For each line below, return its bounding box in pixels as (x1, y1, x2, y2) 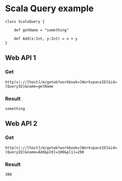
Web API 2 (5, 119, 38, 128)
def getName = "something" (14, 27, 69, 32)
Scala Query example (5, 3, 94, 14)
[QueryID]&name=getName (5, 84, 54, 89)
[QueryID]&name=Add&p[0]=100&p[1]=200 (5, 150, 84, 155)
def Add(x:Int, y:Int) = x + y (14, 36, 78, 41)
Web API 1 (5, 54, 36, 62)
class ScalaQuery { (5, 19, 45, 24)
